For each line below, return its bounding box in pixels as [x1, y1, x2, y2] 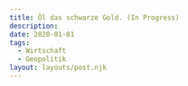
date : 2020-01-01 [9, 30, 75, 39]
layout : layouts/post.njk [9, 64, 107, 73]
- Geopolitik [17, 55, 67, 64]
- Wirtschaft [17, 47, 67, 56]
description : [9, 21, 59, 30]
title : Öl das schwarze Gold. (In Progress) [9, 13, 180, 22]
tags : [9, 38, 30, 47]
